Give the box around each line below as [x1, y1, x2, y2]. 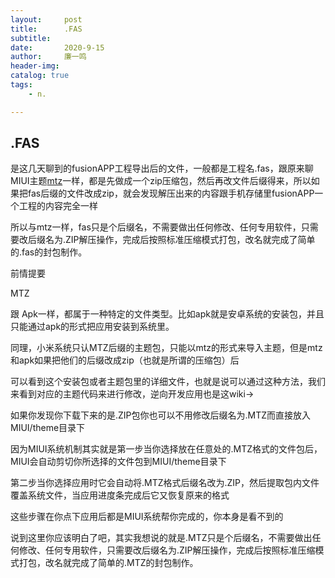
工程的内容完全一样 [18, 200, 98, 212]
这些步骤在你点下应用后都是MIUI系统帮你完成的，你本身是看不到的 [10, 511, 284, 523]
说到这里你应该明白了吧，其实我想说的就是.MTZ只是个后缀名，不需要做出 [10, 532, 313, 544]
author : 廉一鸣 [10, 52, 87, 62]
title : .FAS [10, 24, 83, 34]
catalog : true [10, 71, 70, 81]
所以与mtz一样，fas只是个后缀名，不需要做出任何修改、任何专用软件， [10, 221, 302, 233]
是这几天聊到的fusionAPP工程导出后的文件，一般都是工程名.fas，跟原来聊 [10, 162, 314, 175]
